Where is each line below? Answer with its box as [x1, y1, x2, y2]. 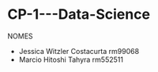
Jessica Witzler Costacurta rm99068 [18, 46, 140, 56]
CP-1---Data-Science [7, 5, 151, 23]
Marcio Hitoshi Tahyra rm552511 [18, 55, 124, 64]
